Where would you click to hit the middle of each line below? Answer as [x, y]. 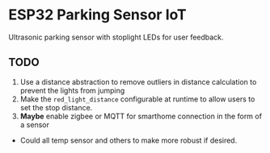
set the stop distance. [56, 107]
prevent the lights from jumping [72, 90]
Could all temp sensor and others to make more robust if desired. [129, 140]
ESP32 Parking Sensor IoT [98, 15]
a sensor [35, 124]
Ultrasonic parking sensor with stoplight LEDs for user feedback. [116, 37]
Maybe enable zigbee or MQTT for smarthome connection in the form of [141, 116]
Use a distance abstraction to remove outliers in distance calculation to [138, 81]
